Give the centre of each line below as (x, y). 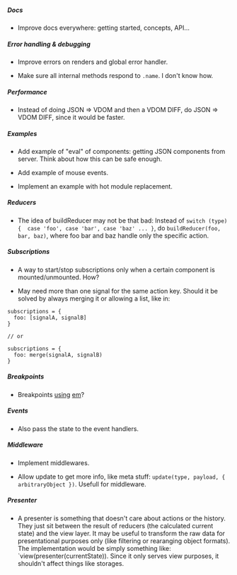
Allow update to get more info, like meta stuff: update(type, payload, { (121, 476)
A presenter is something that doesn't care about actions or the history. (122, 518)
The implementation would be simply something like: (94, 548)
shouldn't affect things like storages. (71, 563)
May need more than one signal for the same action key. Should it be (117, 291)
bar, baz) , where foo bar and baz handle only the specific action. (113, 235)
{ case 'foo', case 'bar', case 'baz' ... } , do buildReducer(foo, (119, 228)
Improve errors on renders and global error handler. (93, 62)
